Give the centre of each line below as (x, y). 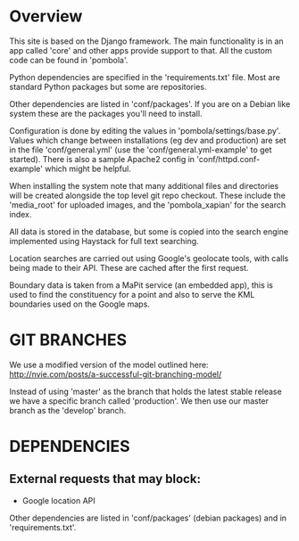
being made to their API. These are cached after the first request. (129, 267)
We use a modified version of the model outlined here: (109, 365)
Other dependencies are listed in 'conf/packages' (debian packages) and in (148, 518)
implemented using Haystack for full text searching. (104, 241)
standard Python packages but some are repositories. (108, 86)
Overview (46, 16)
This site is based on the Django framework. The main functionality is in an (146, 41)
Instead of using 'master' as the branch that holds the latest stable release (146, 391)
